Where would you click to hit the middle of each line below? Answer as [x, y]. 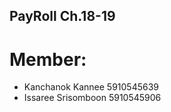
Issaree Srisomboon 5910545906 [92, 98]
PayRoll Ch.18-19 [62, 16]
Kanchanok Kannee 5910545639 [91, 87]
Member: [48, 59]
